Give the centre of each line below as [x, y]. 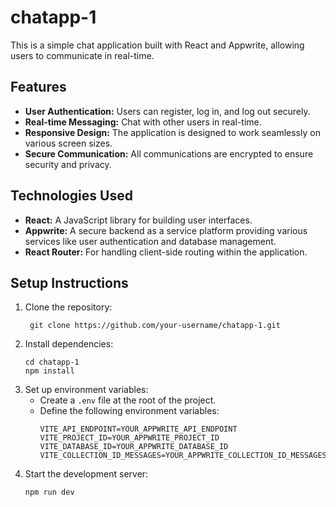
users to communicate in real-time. [82, 55]
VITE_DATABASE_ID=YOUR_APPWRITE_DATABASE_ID [134, 447]
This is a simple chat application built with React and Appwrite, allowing [157, 45]
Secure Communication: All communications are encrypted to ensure [169, 153]
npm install [49, 371]
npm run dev [49, 492]
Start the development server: [86, 474]
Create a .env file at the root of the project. [128, 400]
